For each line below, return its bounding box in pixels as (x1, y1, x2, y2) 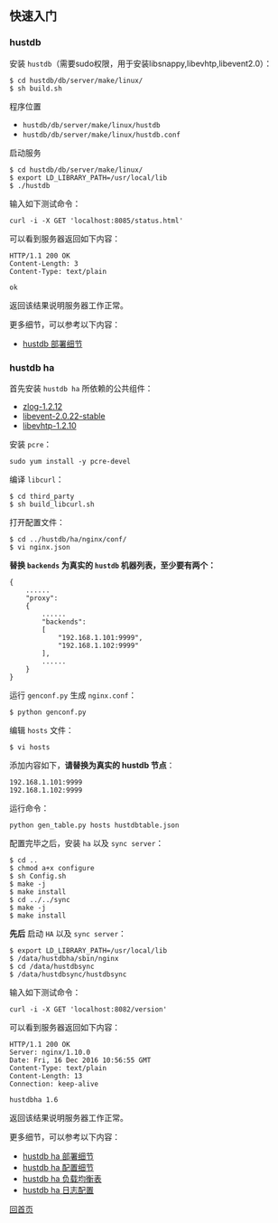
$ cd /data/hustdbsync (9, 962, 95, 971)
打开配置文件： (9, 516, 65, 527)
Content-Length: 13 (9, 1071, 83, 1080)
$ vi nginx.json (9, 542, 70, 551)
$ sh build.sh (9, 84, 63, 93)
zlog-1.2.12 (22, 400, 63, 411)
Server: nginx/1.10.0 (9, 1048, 91, 1057)
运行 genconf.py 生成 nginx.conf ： (9, 690, 137, 701)
